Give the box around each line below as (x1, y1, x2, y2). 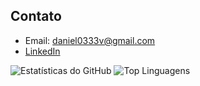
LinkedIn (24, 45, 61, 57)
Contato (10, 8, 62, 25)
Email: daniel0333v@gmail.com (24, 34, 156, 46)
